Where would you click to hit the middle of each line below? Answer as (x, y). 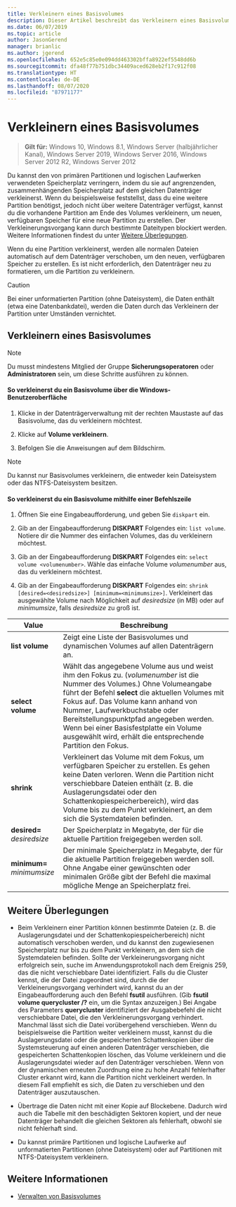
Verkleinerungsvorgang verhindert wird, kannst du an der (100, 988)
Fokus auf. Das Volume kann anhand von (130, 702)
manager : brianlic (34, 47)
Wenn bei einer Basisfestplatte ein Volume (132, 728)
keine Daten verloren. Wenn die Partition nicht (138, 774)
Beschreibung (144, 626)
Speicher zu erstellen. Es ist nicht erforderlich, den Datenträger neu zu (110, 264)
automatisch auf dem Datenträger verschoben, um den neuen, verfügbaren (116, 256)
